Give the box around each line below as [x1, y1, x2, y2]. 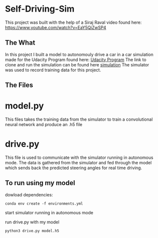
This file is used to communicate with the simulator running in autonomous [5, 155, 154, 160]
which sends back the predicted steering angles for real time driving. [5, 165, 143, 171]
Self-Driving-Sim [5, 3, 75, 15]
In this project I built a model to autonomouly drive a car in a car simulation [5, 51, 154, 57]
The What [5, 39, 35, 47]
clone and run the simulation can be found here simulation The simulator [5, 62, 149, 67]
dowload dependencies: [5, 191, 53, 197]
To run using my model [5, 179, 75, 187]
